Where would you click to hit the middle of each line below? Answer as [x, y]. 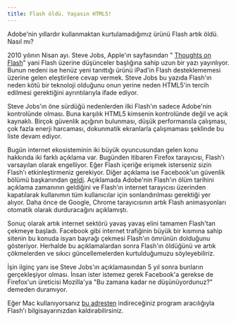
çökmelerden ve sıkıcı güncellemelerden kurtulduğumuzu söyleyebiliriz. [111, 253]
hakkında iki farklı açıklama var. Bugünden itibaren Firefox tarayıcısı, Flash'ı [116, 157]
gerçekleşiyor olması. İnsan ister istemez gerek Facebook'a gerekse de [110, 274]
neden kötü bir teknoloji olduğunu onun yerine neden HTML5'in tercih [108, 85]
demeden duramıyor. [38, 289]
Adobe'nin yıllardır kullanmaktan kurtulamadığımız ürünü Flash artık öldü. [113, 34]
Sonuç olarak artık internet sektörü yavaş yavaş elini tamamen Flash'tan [112, 223]
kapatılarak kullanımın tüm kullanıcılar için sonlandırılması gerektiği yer [109, 194]
